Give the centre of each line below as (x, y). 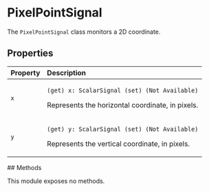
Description (67, 72)
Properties (30, 53)
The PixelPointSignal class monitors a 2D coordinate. (84, 32)
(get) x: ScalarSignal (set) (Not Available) (123, 90)
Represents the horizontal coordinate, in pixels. (123, 105)
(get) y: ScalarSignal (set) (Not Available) (123, 129)
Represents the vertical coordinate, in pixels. (119, 144)
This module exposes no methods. (56, 181)
